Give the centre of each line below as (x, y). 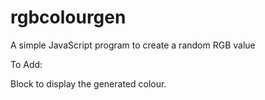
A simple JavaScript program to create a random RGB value (133, 45)
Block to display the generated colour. (88, 83)
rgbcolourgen (68, 17)
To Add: (26, 64)
